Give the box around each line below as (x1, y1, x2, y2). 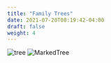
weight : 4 (7, 29, 36, 37)
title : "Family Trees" (7, 10, 73, 17)
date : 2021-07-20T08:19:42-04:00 (7, 17, 105, 24)
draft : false (7, 23, 45, 30)
